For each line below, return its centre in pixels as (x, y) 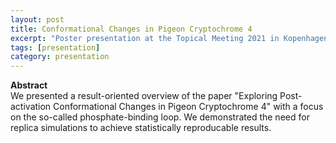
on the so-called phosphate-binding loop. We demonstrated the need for (160, 117)
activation (31, 107)
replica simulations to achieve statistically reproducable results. (141, 128)
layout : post (37, 19)
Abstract (29, 85)
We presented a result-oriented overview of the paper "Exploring (144, 96)
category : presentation (60, 57)
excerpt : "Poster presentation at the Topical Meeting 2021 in (145, 38)
